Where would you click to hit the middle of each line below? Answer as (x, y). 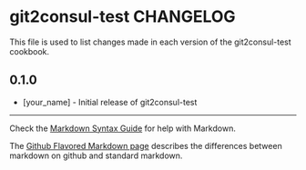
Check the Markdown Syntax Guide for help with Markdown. (123, 128)
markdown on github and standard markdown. (96, 155)
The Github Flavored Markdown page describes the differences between (146, 145)
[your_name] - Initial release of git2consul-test (110, 102)
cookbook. (30, 51)
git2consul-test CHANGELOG (122, 17)
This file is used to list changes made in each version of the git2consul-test (150, 42)
